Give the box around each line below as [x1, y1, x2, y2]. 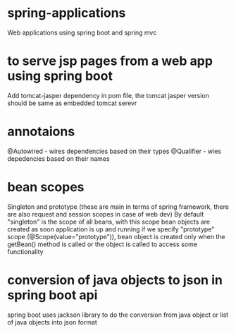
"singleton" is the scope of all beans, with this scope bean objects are [7, 217, 210, 226]
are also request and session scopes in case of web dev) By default [7, 210, 204, 218]
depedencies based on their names [7, 154, 111, 163]
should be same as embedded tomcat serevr [7, 99, 137, 107]
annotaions [7, 123, 75, 140]
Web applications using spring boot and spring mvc [7, 28, 157, 37]
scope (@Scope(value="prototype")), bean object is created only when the [7, 232, 225, 241]
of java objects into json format [7, 317, 97, 326]
